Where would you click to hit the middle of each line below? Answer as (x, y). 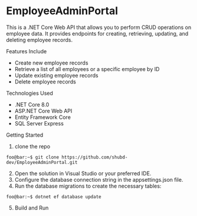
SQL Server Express (39, 123)
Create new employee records (51, 63)
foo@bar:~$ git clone (33, 157)
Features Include (27, 51)
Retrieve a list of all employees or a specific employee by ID (87, 69)
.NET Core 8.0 (32, 104)
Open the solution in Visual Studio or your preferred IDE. (83, 173)
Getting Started (25, 135)
